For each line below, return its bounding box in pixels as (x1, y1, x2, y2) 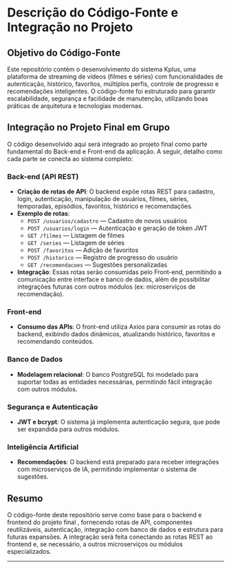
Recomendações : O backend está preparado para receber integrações (16, 458, 219, 466)
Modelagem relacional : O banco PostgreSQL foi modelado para (16, 370, 199, 378)
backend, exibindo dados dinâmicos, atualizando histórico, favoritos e (16, 330, 215, 338)
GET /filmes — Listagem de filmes (27, 231, 125, 240)
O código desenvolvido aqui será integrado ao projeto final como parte (7, 140, 208, 148)
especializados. (7, 548, 52, 556)
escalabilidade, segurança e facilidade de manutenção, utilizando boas (7, 94, 208, 103)
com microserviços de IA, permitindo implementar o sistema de (16, 465, 197, 473)
